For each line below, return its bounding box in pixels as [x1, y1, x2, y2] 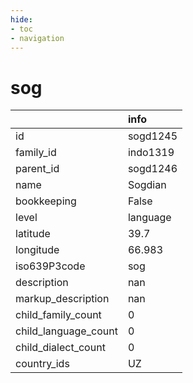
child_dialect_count [15, 341, 106, 355]
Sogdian [127, 178, 167, 192]
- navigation [10, 33, 65, 43]
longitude [15, 243, 60, 257]
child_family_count [15, 308, 102, 322]
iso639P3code [15, 259, 86, 273]
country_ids [15, 357, 70, 371]
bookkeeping [15, 194, 77, 208]
